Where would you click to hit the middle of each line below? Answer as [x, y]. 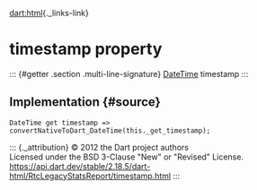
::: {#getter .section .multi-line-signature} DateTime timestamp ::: [129, 73]
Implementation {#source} [85, 102]
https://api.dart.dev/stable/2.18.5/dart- [80, 166]
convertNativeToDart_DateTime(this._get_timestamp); [110, 130]
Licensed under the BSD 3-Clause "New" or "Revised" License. [127, 157]
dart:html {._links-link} [49, 13]
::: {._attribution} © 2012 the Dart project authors [99, 147]
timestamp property [86, 49]
